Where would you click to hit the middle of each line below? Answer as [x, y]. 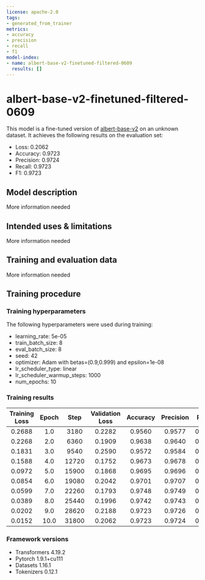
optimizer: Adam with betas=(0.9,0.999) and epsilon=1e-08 [90, 362]
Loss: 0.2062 [32, 147]
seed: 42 [26, 356]
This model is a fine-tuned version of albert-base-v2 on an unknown [92, 129]
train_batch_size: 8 [39, 343]
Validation [106, 413]
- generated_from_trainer [39, 23]
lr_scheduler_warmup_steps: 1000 [58, 375]
